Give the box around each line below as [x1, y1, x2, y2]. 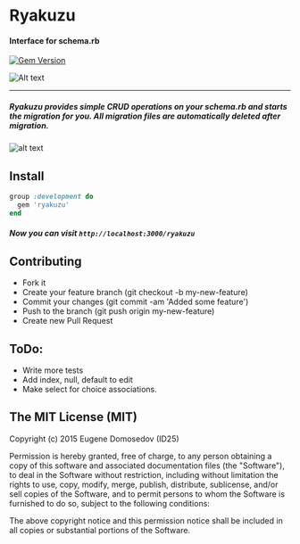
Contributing [9, 253, 82, 268]
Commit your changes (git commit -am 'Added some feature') [21, 296, 249, 308]
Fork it [21, 277, 46, 288]
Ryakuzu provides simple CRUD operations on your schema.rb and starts [9, 101, 287, 111]
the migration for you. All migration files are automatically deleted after [9, 111, 281, 121]
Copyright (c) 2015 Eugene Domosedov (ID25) [9, 433, 180, 444]
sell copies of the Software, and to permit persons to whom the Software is [9, 488, 286, 499]
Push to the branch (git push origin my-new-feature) [21, 306, 215, 317]
